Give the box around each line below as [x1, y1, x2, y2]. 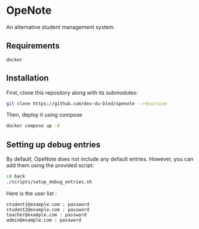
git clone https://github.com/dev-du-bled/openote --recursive [6, 100, 167, 107]
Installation [6, 73, 49, 83]
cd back [6, 173, 26, 180]
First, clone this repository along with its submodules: [6, 89, 138, 96]
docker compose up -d [6, 123, 60, 129]
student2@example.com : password [6, 206, 90, 213]
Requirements [6, 41, 60, 51]
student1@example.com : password [6, 201, 90, 207]
